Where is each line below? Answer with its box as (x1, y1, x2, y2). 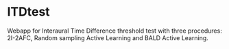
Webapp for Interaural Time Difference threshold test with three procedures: (7, 27, 223, 35)
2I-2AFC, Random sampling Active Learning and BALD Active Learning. (7, 33, 209, 42)
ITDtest (7, 4, 50, 20)
